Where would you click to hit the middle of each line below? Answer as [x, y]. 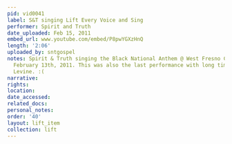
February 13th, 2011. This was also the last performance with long [114, 65]
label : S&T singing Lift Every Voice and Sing [75, 20]
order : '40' [24, 116]
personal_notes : [30, 110]
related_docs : [28, 104]
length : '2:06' [29, 46]
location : [21, 91]
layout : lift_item [33, 123]
